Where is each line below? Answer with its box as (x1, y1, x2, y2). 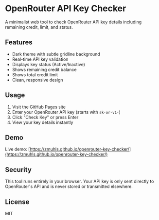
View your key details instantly (12, 119, 73, 125)
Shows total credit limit (12, 71, 58, 78)
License (5, 198, 30, 206)
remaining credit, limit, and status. (5, 24, 73, 30)
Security (5, 166, 32, 174)
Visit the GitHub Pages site (12, 104, 66, 110)
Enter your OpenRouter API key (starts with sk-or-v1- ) (12, 109, 121, 115)
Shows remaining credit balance (12, 67, 77, 72)
